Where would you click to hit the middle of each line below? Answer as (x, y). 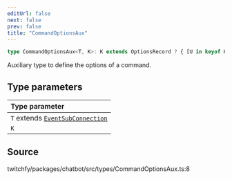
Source (23, 152)
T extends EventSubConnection (59, 118)
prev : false (24, 26)
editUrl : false (29, 13)
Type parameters (45, 87)
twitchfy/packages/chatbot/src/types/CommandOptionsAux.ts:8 (98, 169)
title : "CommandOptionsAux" (48, 33)
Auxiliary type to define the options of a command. (79, 65)
